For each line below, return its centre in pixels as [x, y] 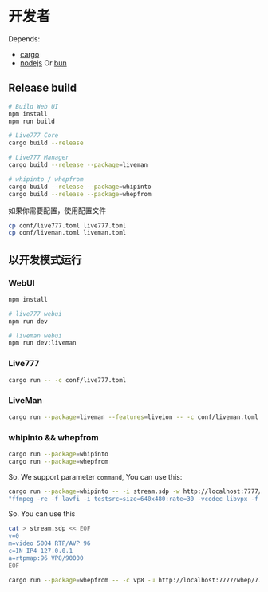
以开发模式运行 [45, 260]
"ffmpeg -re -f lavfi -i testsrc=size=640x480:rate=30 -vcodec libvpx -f [134, 499]
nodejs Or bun [43, 63]
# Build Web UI [33, 106]
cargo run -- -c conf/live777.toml [67, 380]
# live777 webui [35, 314]
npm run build [32, 121]
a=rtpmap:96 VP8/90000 [46, 558]
